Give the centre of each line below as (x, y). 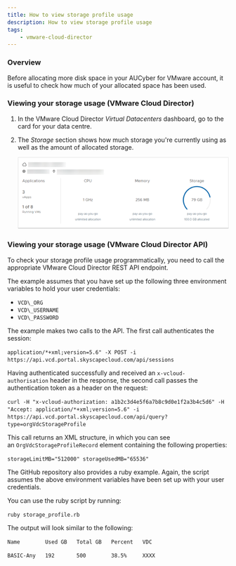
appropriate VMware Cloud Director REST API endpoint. (88, 268)
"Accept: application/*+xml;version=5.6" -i (73, 409)
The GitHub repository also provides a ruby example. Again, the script (108, 472)
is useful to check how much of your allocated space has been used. (107, 85)
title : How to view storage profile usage (70, 15)
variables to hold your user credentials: (64, 289)
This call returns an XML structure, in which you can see (89, 437)
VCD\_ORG (30, 303)
